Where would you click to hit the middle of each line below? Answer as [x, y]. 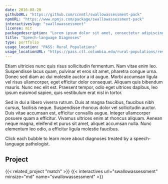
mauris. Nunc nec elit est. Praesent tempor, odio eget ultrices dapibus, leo [81, 87]
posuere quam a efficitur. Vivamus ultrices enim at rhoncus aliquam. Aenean [84, 118]
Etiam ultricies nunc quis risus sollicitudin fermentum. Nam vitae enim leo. [81, 66]
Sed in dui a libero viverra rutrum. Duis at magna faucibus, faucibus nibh [79, 102]
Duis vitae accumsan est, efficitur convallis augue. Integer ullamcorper [78, 112]
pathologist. [37, 143]
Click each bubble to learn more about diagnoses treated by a [69, 138]
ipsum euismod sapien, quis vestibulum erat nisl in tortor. [64, 92]
